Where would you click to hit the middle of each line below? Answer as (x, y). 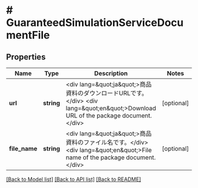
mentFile (28, 35)
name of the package (95, 157)
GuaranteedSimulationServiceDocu (95, 23)
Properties (26, 57)
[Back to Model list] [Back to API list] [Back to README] (74, 179)
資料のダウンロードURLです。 (107, 93)
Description (111, 73)
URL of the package (93, 115)
